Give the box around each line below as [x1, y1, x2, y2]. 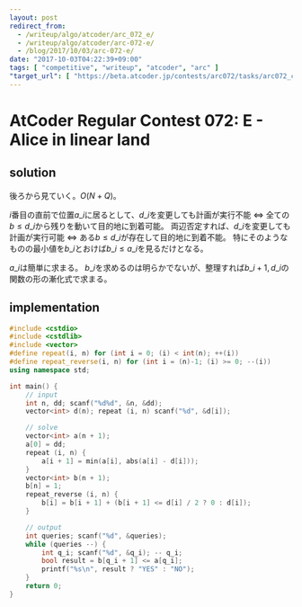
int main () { [9, 381, 58, 391]
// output [25, 522, 63, 531]
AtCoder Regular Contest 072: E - [9, 110, 263, 130]
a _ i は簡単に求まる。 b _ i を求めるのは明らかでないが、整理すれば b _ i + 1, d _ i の [9, 262, 289, 272]
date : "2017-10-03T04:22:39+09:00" [9, 55, 143, 64]
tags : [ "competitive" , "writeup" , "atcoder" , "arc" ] [9, 64, 219, 73]
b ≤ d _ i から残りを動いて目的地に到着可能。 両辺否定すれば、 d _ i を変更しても [9, 220, 291, 231]
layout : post [9, 13, 58, 22]
